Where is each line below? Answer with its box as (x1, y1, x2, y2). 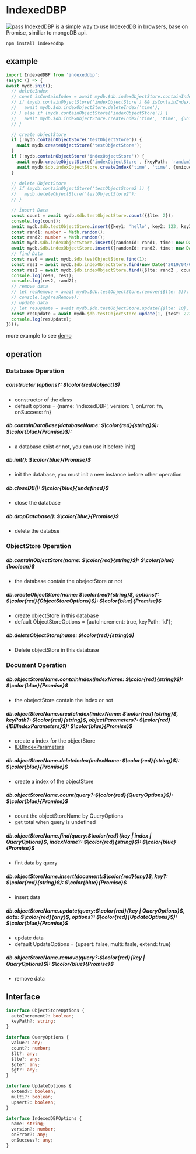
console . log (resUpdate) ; (11, 316, 72, 322)
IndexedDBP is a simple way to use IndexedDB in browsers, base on (24, 23, 188, 30)
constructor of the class (14, 396, 72, 403)
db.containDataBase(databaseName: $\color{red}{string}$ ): (6, 422, 159, 429)
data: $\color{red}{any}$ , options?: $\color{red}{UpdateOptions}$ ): (6, 913, 177, 920)
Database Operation (6, 367, 64, 375)
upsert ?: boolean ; (11, 1099, 57, 1105)
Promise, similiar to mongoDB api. (6, 29, 87, 36)
